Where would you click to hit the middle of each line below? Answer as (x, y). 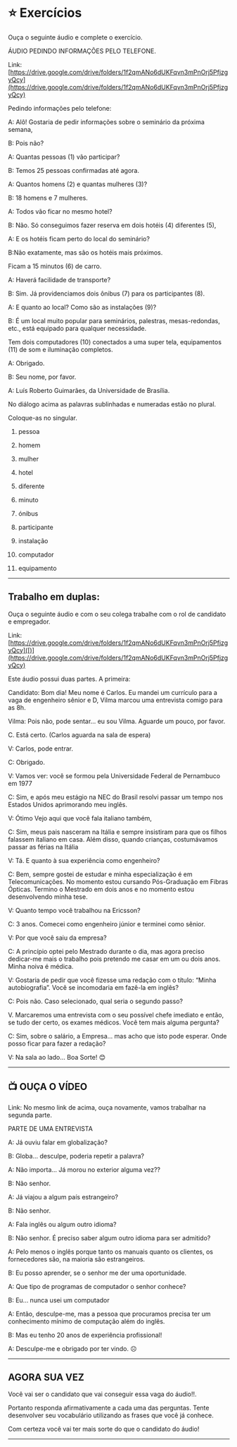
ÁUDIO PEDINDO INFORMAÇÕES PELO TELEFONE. (82, 51)
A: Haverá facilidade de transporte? (59, 279)
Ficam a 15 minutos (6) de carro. (55, 266)
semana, (20, 129)
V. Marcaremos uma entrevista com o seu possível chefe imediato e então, (116, 1015)
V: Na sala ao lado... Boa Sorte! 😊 (57, 1057)
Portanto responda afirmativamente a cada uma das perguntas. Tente (109, 1408)
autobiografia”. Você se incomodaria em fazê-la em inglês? (93, 987)
